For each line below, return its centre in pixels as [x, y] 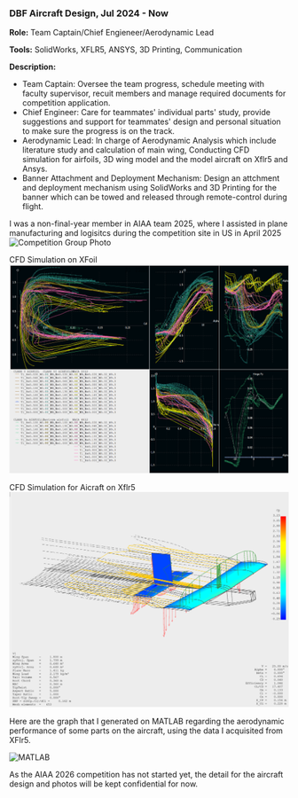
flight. [33, 207]
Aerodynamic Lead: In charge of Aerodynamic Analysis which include [149, 141]
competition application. [66, 103]
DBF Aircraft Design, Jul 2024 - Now [89, 13]
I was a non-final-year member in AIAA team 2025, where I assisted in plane [149, 223]
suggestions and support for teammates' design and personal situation [151, 121]
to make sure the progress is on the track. [98, 131]
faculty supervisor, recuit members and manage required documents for [154, 94]
